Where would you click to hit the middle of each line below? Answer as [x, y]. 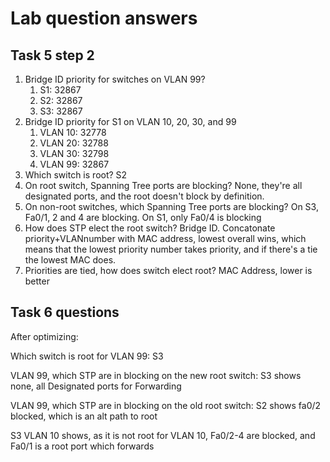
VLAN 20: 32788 [74, 143]
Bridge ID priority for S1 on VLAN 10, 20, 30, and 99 [130, 121]
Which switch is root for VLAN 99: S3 [87, 356]
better [37, 281]
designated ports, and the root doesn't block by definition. [144, 196]
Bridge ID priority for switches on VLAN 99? [115, 79]
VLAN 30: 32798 [74, 153]
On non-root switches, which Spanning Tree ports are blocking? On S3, [171, 206]
